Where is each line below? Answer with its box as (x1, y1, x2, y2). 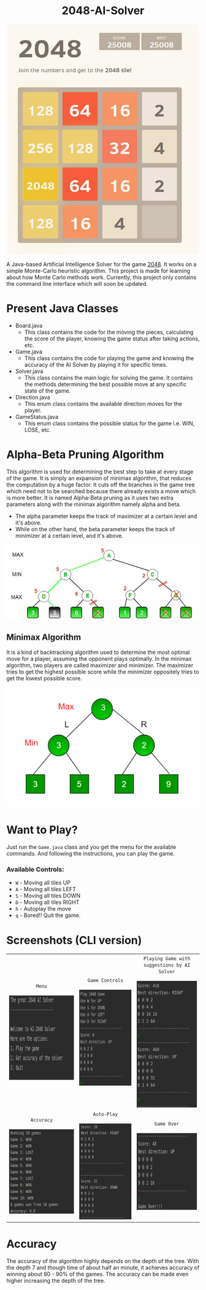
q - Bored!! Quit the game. (15, 912, 81, 919)
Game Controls (87, 978, 124, 984)
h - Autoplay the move (15, 905, 72, 913)
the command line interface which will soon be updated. (6, 280, 148, 287)
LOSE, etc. (24, 426, 51, 433)
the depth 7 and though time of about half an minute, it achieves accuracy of (6, 1264, 200, 1271)
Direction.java (15, 393, 50, 401)
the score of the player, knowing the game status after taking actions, (24, 335, 200, 342)
